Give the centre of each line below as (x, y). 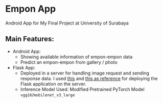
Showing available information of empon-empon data (76, 57)
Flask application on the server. (53, 84)
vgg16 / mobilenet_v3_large (48, 94)
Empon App (31, 9)
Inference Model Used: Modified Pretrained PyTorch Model (82, 89)
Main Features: (30, 39)
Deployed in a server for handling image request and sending (85, 73)
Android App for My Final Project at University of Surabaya (67, 23)
